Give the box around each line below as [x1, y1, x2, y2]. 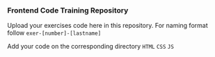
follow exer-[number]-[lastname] [7, 28, 102, 37]
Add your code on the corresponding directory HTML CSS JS [7, 42, 174, 51]
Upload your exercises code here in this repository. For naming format [7, 22, 208, 30]
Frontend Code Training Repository [7, 6, 129, 15]
